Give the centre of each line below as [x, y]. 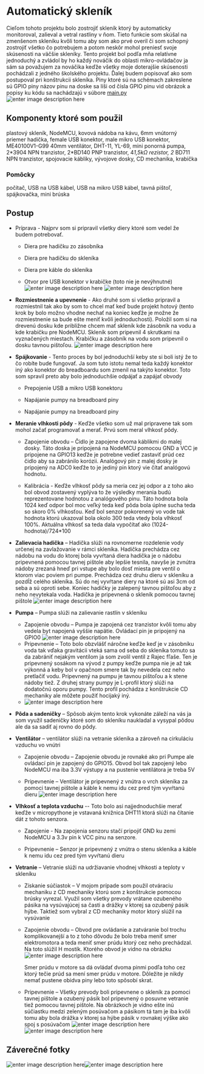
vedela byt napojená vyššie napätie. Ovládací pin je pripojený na [104, 631]
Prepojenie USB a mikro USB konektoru [73, 388]
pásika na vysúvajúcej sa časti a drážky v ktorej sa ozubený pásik [106, 905]
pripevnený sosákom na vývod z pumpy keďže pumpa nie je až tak [108, 663]
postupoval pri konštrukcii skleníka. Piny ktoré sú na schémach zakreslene [99, 80]
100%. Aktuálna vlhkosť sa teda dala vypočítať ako [87, 524]
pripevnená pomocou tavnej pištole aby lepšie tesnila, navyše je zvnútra [105, 562]
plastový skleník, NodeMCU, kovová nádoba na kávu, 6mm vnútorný [92, 133]
